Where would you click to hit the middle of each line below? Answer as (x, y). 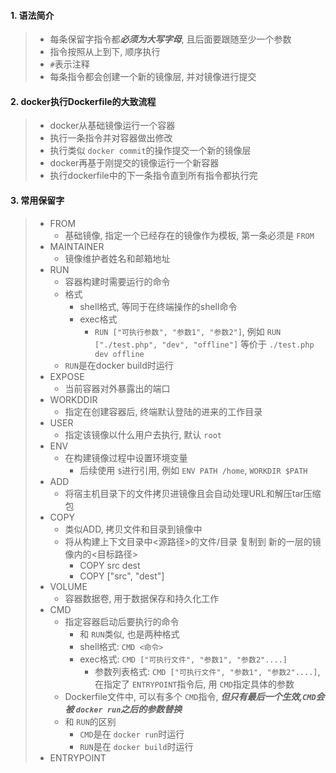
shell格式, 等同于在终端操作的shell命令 (158, 306)
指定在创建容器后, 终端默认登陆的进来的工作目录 (163, 411)
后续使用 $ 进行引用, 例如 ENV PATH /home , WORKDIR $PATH (193, 470)
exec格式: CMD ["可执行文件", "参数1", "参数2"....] (183, 659)
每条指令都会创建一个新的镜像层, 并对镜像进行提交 (153, 77)
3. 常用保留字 (37, 200)
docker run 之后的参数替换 (129, 709)
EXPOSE (67, 376)
